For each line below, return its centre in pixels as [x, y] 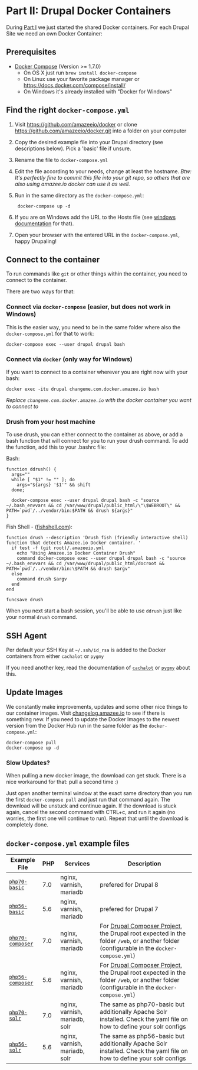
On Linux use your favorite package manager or [81, 79]
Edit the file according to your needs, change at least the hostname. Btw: [103, 171]
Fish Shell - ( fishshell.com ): [39, 527]
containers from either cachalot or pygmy [55, 656]
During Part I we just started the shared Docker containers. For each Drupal [98, 27]
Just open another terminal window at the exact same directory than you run [99, 793]
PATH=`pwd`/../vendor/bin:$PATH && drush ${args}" [70, 511]
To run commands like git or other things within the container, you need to [97, 274]
